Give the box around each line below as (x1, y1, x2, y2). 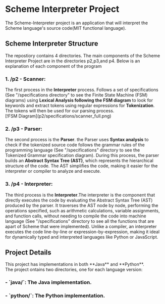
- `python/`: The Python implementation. (5, 292, 105, 299)
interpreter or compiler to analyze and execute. (5, 168, 101, 174)
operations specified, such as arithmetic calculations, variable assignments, (5, 207, 160, 213)
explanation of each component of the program (5, 63, 102, 69)
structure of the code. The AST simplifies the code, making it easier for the (5, 163, 158, 169)
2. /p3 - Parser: (5, 125, 43, 132)
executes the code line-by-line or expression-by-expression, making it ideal (5, 229, 160, 235)
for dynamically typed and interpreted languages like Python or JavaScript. (5, 234, 159, 240)
